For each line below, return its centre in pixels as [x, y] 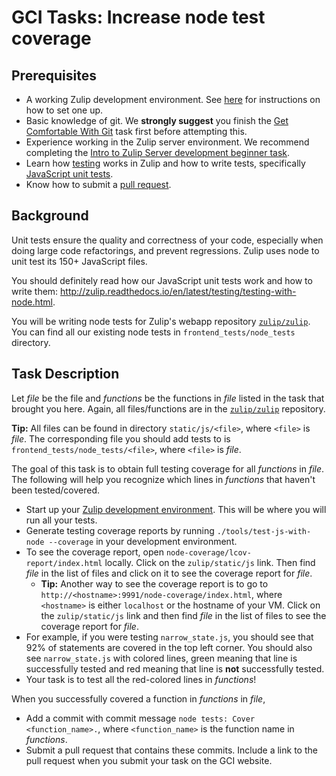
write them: [35, 291]
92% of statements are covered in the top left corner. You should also [169, 647]
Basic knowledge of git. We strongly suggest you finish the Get [157, 120]
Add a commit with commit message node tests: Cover [140, 718]
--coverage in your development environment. [143, 541]
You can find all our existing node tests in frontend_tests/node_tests [153, 332]
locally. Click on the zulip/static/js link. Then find [210, 562]
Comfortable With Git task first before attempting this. [136, 131]
